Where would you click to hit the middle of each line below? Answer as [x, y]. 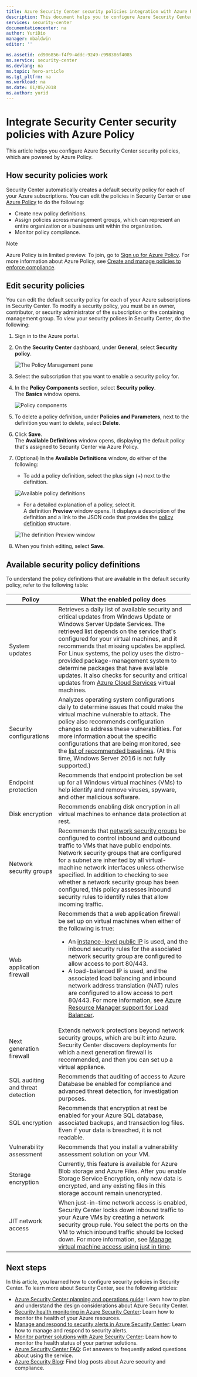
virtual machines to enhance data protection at [122, 814]
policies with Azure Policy [70, 135]
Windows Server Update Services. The [112, 624]
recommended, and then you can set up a [116, 1060]
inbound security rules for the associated [125, 949]
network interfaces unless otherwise [133, 868]
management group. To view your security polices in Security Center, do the [98, 319]
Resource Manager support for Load [118, 1008]
